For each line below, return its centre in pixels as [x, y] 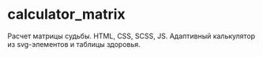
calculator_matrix [66, 14]
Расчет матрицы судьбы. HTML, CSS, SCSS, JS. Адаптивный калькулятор [131, 36]
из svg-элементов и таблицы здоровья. [74, 44]
